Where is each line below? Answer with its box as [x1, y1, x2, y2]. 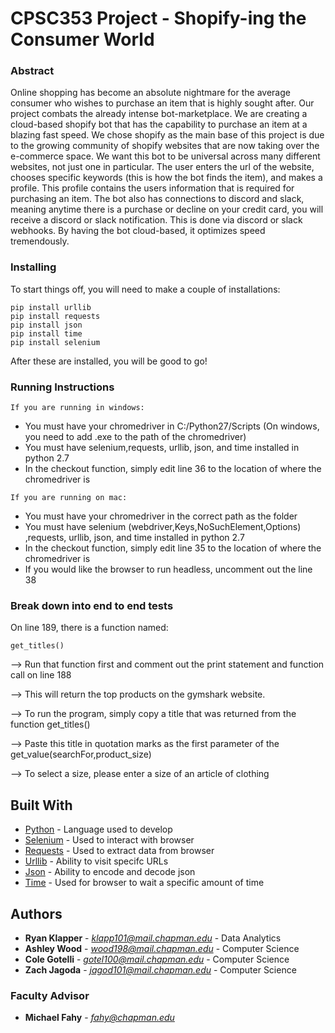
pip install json [10, 320, 83, 330]
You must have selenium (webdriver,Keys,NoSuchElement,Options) [24, 521, 302, 533]
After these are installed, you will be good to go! [10, 355, 208, 367]
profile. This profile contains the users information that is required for [10, 182, 295, 194]
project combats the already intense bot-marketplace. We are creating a [10, 108, 308, 120]
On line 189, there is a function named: [10, 622, 169, 634]
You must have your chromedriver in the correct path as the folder [24, 510, 298, 522]
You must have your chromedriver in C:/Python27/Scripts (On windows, [24, 420, 320, 432]
